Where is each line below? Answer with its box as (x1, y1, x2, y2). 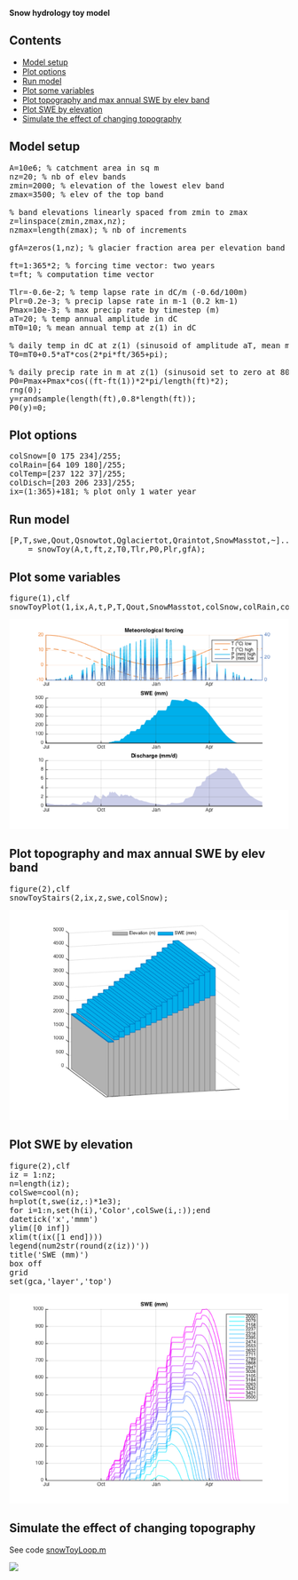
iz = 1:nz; (9, 1170, 57, 1179)
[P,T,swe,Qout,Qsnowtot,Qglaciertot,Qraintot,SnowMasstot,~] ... (9, 536, 295, 545)
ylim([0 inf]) (9, 1223, 71, 1233)
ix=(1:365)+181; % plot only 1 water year (9, 487, 197, 496)
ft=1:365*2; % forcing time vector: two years (9, 260, 216, 270)
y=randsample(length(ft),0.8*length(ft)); (9, 393, 197, 403)
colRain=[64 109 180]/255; (9, 460, 127, 470)
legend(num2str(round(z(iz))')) (9, 1241, 150, 1251)
